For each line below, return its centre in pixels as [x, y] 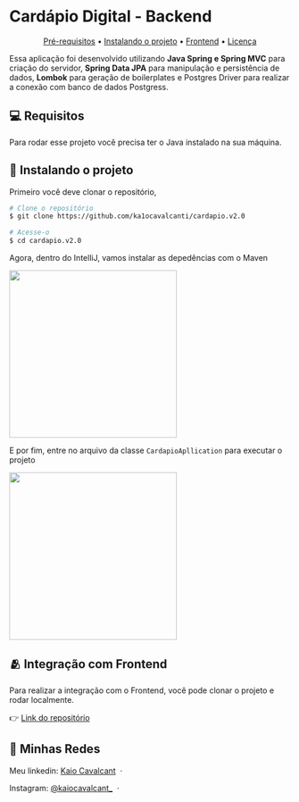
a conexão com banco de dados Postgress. [89, 87]
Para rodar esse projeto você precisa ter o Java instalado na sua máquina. [145, 142]
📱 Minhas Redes [55, 749]
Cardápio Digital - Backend [111, 17]
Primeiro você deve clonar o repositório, [83, 192]
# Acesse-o [29, 233]
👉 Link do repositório [50, 717]
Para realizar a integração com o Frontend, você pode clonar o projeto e [142, 690]
